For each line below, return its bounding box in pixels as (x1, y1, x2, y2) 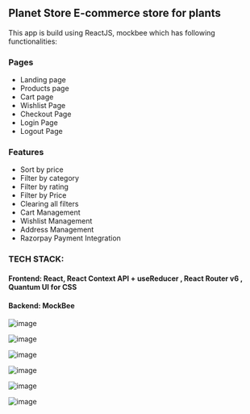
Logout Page (19, 127, 63, 136)
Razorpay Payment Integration (19, 233, 121, 243)
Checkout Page (19, 109, 72, 119)
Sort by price (19, 165, 64, 174)
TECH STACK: (8, 253, 65, 265)
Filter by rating (19, 182, 69, 192)
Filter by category (19, 174, 79, 183)
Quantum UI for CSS (8, 282, 77, 291)
